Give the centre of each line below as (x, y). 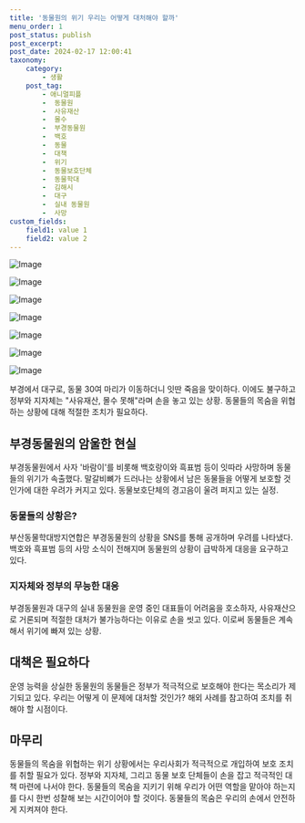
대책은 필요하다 (50, 662)
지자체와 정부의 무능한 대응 (65, 587)
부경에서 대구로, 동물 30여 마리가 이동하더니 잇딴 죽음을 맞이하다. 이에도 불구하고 (152, 390)
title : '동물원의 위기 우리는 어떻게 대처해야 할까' (94, 18)
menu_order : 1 (36, 26)
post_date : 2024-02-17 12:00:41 (71, 52)
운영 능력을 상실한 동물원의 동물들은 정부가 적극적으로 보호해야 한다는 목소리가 (148, 686)
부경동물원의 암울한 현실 (73, 443)
